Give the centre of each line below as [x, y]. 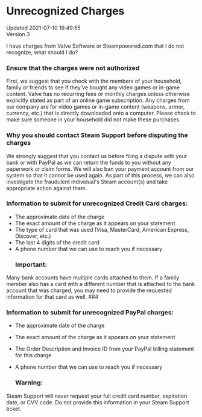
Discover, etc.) [33, 236]
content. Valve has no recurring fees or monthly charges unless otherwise [98, 94]
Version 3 [18, 34]
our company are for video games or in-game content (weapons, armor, [96, 107]
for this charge [33, 355]
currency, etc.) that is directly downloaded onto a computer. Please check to [101, 113]
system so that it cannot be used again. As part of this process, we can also [100, 175]
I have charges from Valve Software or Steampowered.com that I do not [95, 46]
